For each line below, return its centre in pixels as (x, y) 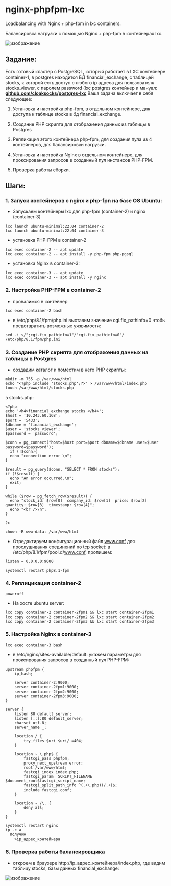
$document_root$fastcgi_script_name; (45, 781)
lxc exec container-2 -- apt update (44, 250)
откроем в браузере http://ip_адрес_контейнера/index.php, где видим (89, 863)
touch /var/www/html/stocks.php (40, 388)
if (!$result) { (22, 474)
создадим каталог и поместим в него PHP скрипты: (69, 370)
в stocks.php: (20, 398)
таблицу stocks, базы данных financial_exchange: (66, 868)
